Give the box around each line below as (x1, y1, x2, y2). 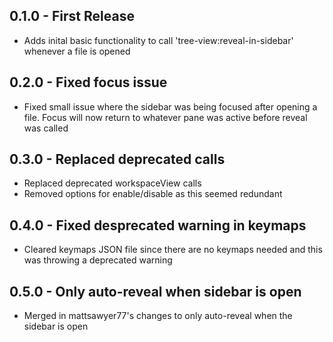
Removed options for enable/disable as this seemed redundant (23, 188, 283, 200)
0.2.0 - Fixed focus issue (9, 74, 168, 91)
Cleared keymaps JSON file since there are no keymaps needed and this (23, 244, 323, 256)
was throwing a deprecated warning (23, 254, 173, 266)
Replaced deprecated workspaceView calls (23, 177, 202, 189)
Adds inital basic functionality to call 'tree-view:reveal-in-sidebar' (23, 34, 294, 46)
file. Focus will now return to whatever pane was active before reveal (23, 111, 308, 123)
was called (23, 122, 69, 134)
